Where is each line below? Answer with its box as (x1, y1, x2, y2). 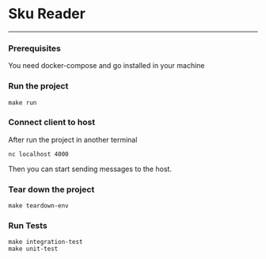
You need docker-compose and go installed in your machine (8, 61, 205, 70)
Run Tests (8, 220, 47, 231)
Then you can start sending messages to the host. (8, 164, 173, 173)
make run (8, 98, 37, 107)
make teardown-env (8, 202, 69, 210)
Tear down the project (8, 184, 95, 195)
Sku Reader (8, 5, 85, 23)
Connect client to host (8, 116, 96, 128)
